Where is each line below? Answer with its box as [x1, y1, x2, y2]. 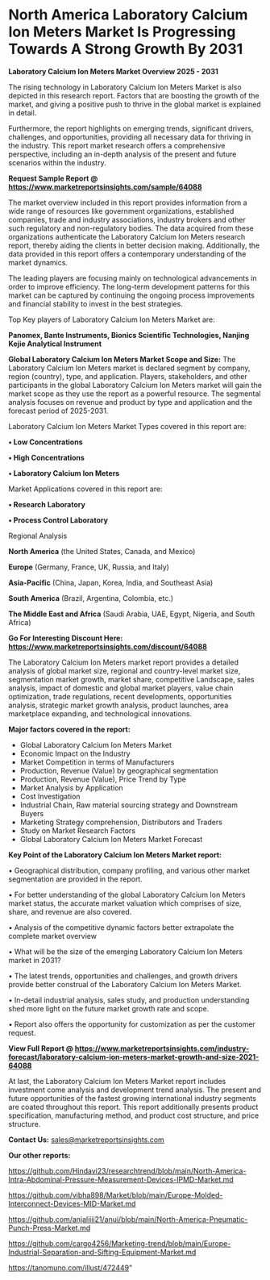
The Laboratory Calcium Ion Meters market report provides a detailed [8, 657, 239, 667]
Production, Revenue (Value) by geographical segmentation [19, 765, 219, 775]
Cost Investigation [19, 791, 81, 801]
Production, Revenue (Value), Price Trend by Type [19, 774, 187, 784]
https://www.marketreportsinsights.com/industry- [74, 1043, 250, 1053]
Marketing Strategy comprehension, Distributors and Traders [19, 817, 223, 827]
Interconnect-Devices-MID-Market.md [8, 1199, 136, 1208]
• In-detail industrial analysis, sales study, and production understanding [8, 994, 250, 1005]
